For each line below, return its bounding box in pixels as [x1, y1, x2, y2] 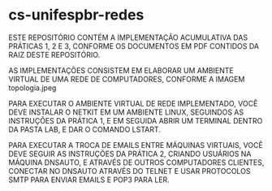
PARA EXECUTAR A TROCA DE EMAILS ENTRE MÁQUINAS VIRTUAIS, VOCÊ [8, 140, 264, 150]
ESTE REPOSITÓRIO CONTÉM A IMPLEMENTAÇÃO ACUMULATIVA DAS [8, 33, 248, 42]
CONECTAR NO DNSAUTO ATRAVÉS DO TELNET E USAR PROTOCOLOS [8, 166, 251, 176]
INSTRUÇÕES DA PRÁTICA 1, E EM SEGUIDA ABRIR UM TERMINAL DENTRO [8, 115, 263, 125]
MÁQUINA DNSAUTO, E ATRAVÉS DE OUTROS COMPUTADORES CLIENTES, [8, 157, 265, 167]
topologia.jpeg [8, 83, 57, 93]
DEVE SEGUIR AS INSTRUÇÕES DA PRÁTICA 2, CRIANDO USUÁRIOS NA [8, 149, 252, 158]
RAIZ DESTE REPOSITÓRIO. [8, 50, 101, 59]
